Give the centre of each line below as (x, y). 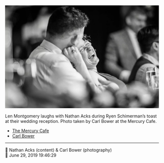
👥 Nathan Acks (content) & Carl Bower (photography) (59, 150)
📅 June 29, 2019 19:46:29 (31, 155)
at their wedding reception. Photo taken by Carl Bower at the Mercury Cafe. (81, 121)
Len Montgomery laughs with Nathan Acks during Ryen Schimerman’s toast (81, 116)
